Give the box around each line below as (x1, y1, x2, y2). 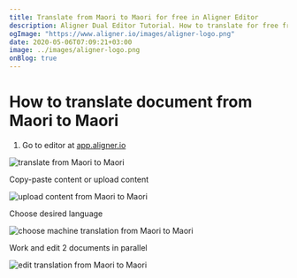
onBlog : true (9, 54, 57, 63)
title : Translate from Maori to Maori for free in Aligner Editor (9, 12, 259, 22)
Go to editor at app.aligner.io (21, 139, 126, 150)
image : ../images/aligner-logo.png (9, 46, 141, 55)
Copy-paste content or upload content (9, 174, 149, 184)
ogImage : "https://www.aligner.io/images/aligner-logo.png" (9, 29, 236, 38)
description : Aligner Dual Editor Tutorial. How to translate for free (9, 21, 278, 30)
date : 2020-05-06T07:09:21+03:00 (9, 37, 133, 47)
